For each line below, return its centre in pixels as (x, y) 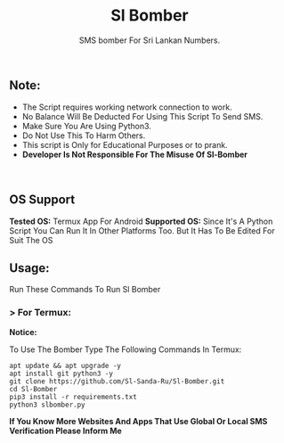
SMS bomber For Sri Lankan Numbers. (150, 40)
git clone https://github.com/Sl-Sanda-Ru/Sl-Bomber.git (117, 381)
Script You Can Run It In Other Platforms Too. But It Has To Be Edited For (142, 230)
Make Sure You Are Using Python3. (86, 126)
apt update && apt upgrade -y (65, 365)
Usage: (30, 268)
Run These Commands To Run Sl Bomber (85, 290)
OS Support (42, 200)
